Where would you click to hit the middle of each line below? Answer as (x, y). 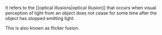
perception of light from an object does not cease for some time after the (81, 13)
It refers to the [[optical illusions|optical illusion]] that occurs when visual (81, 8)
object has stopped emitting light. (40, 18)
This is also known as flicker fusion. (42, 28)
